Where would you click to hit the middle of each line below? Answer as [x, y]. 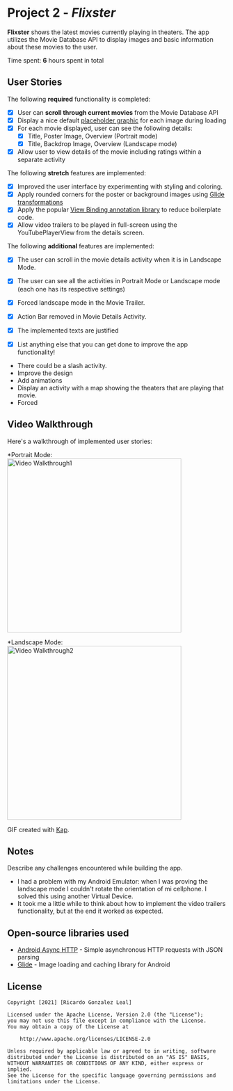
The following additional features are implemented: [81, 246]
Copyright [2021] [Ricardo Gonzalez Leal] [70, 1003]
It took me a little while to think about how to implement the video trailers [121, 904]
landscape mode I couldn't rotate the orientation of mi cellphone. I [112, 889]
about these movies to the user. [53, 47]
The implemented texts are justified [68, 330]
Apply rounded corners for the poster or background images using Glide [121, 194]
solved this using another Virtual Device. [75, 896]
